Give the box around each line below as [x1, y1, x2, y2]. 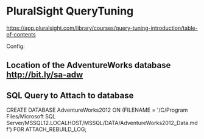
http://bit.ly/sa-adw [6, 70, 83, 80]
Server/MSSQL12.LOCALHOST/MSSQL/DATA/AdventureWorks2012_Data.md [6, 120, 198, 127]
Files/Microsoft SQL [6, 113, 56, 120]
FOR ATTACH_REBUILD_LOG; [13, 126, 87, 133]
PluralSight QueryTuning [6, 4, 134, 18]
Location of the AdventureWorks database [6, 60, 171, 70]
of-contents [6, 30, 36, 38]
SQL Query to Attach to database [6, 90, 134, 101]
